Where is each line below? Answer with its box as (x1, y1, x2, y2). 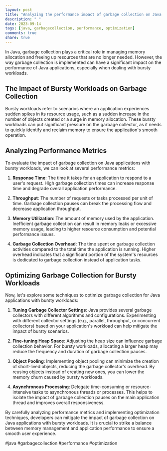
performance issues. (12, 231, 55, 237)
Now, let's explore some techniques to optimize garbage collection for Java (5, 292, 161, 298)
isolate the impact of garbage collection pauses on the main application (12, 395, 160, 401)
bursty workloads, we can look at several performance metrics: (5, 165, 136, 171)
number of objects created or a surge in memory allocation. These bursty (5, 116, 156, 122)
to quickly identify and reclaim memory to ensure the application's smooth (5, 127, 158, 133)
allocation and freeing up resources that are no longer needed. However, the (5, 54, 163, 60)
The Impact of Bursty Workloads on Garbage (5, 84, 147, 93)
